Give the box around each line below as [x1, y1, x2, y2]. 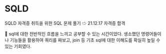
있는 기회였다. [4, 43, 32, 49]
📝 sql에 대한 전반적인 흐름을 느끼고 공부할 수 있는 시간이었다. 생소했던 [4, 30, 140, 36]
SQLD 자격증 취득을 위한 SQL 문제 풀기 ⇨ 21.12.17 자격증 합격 [4, 20, 125, 26]
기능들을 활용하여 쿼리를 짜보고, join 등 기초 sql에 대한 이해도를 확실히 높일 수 [9, 37, 160, 43]
